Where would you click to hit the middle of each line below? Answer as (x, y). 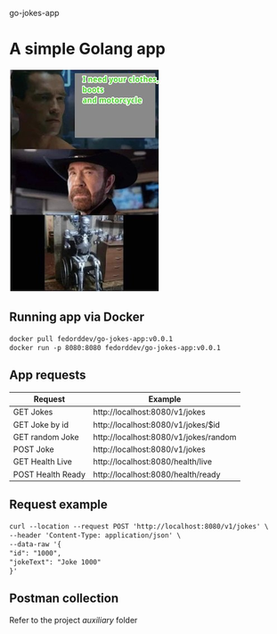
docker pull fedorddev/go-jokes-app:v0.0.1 (91, 338)
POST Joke (34, 449)
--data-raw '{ (36, 544)
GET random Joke (46, 437)
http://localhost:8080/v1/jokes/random (165, 437)
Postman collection (64, 599)
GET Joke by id (41, 424)
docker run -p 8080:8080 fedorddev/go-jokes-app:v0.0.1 (115, 347)
